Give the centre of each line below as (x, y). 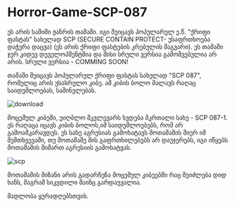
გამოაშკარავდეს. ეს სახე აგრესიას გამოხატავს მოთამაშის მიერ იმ (107, 132)
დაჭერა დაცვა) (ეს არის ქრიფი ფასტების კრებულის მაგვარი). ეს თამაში (115, 46)
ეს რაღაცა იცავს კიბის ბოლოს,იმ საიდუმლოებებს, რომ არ (95, 125)
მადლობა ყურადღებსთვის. (48, 196)
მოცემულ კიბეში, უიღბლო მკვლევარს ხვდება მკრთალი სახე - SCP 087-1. (117, 118)
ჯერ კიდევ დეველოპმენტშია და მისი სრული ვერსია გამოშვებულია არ (112, 54)
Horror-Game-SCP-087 (77, 12)
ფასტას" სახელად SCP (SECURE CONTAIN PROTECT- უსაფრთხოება (109, 39)
